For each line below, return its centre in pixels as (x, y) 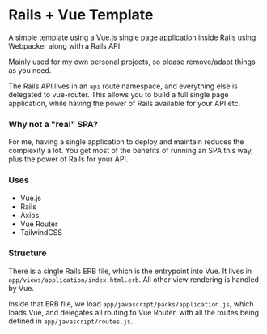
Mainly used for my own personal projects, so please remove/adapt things (132, 62)
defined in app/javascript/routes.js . (71, 321)
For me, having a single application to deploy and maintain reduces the (126, 142)
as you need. (30, 70)
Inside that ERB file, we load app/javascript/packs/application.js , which (131, 304)
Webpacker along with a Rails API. (66, 45)
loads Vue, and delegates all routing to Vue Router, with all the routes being (134, 312)
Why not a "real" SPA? (53, 124)
